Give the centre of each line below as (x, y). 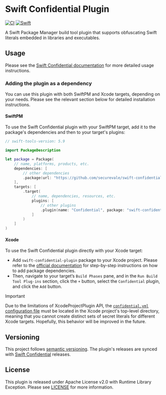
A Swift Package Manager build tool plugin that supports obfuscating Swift (81, 32)
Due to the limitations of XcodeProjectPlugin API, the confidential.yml (77, 306)
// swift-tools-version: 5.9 (35, 141)
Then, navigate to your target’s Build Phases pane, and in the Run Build (85, 276)
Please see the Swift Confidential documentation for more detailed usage (80, 65)
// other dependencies (46, 173)
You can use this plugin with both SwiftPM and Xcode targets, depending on (83, 94)
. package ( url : (37, 178)
